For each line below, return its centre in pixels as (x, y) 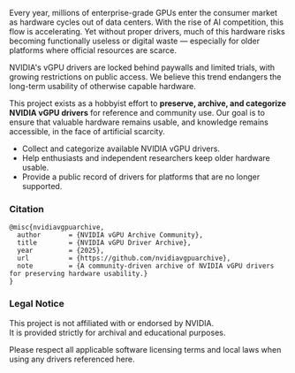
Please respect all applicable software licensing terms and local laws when (145, 349)
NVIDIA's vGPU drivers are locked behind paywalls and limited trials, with (142, 67)
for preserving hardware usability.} (79, 274)
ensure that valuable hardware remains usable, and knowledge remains (139, 122)
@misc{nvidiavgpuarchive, (57, 228)
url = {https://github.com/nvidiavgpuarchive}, (124, 259)
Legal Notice (37, 304)
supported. (42, 186)
